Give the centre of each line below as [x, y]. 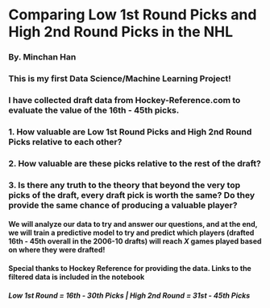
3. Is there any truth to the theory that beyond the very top [124, 185]
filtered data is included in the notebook [77, 277]
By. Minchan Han [42, 57]
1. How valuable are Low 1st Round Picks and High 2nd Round [130, 132]
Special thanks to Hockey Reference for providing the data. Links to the [130, 268]
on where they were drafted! [57, 250]
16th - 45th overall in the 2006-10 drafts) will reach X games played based [135, 241]
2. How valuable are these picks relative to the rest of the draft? [135, 163]
